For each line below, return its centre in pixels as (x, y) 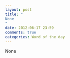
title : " (14, 14)
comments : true (21, 32)
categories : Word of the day (35, 37)
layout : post (18, 10)
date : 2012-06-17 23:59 (30, 28)
